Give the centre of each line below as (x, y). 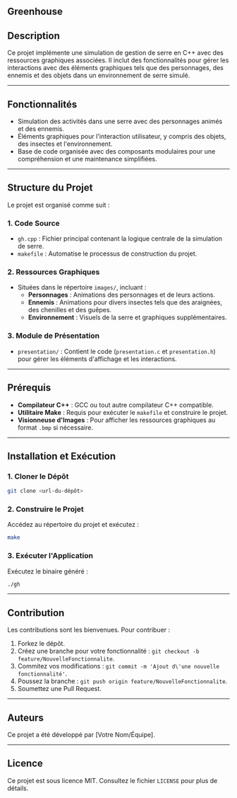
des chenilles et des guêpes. (69, 310)
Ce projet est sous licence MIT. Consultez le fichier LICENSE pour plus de (113, 780)
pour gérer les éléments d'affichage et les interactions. (97, 359)
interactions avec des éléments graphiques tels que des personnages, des (116, 68)
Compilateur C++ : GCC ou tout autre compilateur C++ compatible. (115, 405)
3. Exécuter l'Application (50, 556)
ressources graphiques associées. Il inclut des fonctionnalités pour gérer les (118, 60)
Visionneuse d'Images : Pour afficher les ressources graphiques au (116, 420)
